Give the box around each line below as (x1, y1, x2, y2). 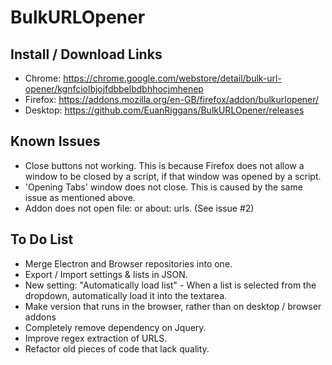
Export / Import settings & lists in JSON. (24, 268, 188, 280)
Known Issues (10, 133, 101, 150)
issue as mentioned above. (24, 191, 136, 203)
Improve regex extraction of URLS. (24, 332, 168, 344)
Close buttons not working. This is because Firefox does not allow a (24, 159, 305, 171)
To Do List (10, 231, 74, 248)
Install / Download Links (10, 46, 163, 63)
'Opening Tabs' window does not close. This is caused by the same (24, 181, 303, 193)
